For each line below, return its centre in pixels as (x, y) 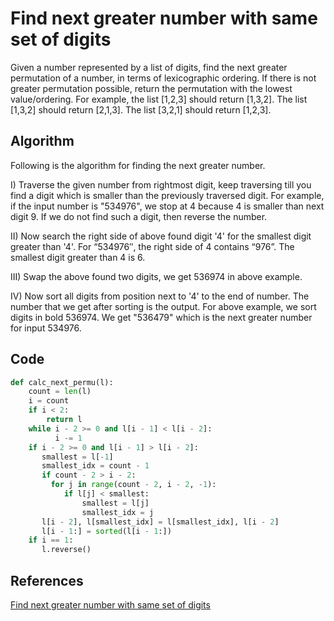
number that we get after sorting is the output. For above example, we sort (163, 306)
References (47, 580)
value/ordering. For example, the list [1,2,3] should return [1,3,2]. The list (159, 99)
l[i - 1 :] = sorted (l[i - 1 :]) (106, 531)
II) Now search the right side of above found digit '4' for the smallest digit (161, 236)
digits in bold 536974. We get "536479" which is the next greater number (161, 317)
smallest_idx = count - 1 (95, 466)
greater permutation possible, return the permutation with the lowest (151, 88)
